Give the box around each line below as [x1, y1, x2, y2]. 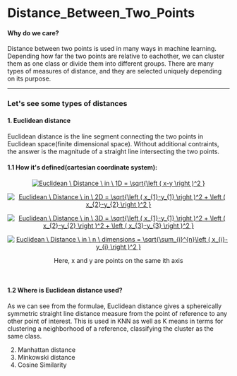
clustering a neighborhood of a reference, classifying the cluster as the [7, 324, 214, 333]
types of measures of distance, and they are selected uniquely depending [7, 67, 222, 76]
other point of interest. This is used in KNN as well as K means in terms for [7, 317, 224, 325]
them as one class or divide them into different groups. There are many [7, 59, 214, 68]
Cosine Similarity [17, 360, 67, 369]
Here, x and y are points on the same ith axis [54, 256, 183, 264]
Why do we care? [7, 28, 59, 37]
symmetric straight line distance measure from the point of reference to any [7, 309, 228, 317]
